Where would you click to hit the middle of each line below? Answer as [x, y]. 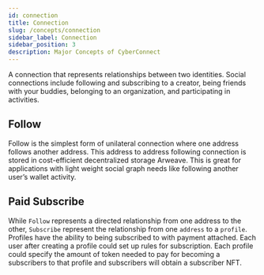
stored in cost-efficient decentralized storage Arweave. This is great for [125, 160]
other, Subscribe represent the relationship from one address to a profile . [128, 229]
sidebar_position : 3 [42, 45]
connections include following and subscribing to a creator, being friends [127, 83]
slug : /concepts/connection [55, 30]
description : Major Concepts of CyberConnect [84, 52]
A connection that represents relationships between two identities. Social [127, 74]
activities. [24, 100]
